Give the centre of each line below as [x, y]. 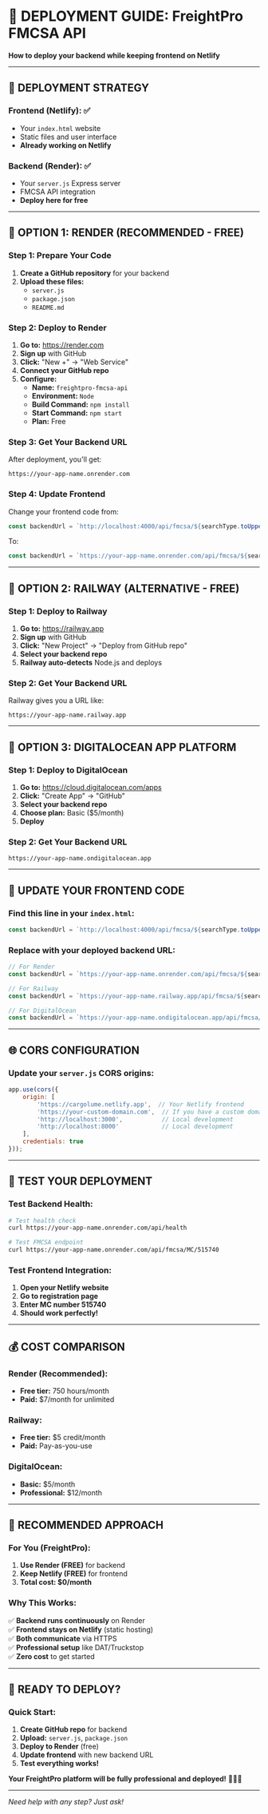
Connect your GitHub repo [64, 370]
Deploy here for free [54, 200]
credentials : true [53, 1141]
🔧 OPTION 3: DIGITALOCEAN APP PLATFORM [122, 747]
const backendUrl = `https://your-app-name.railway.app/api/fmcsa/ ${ [126, 996]
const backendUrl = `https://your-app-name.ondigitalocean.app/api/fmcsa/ [135, 1018]
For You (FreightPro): [49, 1547]
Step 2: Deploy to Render [57, 327]
